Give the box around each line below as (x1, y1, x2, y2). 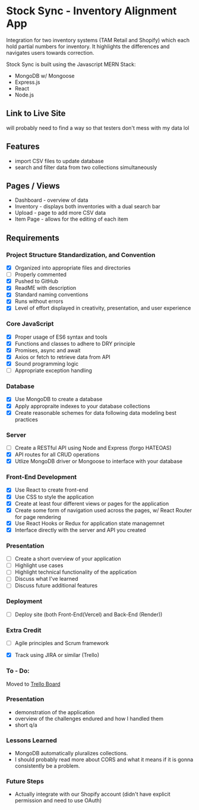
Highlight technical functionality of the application (14, 568, 137, 576)
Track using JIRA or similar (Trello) (14, 652, 100, 659)
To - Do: (6, 667, 30, 675)
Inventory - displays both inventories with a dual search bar (14, 203, 160, 210)
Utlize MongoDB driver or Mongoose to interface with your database (14, 458, 183, 465)
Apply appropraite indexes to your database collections (14, 402, 150, 409)
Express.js (14, 79, 40, 86)
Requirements (6, 233, 59, 243)
